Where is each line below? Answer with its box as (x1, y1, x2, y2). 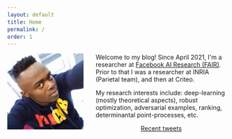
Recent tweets (140, 124, 183, 133)
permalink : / (7, 26, 45, 33)
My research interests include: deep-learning (95, 89, 225, 97)
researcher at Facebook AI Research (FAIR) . (95, 60, 222, 69)
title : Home (7, 18, 42, 26)
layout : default (7, 11, 54, 18)
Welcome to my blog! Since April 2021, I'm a (95, 53, 222, 62)
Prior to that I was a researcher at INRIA (95, 68, 210, 76)
